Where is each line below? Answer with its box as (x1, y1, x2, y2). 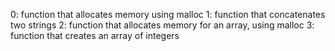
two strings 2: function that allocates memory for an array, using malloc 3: (10, 19, 315, 31)
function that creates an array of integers (10, 30, 180, 41)
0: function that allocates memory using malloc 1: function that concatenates (10, 9, 326, 20)
